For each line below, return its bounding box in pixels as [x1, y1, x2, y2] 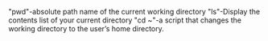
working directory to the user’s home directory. [8, 24, 165, 33]
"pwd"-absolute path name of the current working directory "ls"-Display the [8, 7, 260, 16]
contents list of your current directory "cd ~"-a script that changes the [8, 15, 241, 25]
